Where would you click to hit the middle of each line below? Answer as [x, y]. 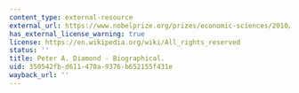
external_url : [36, 26]
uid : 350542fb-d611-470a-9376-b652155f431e [91, 67]
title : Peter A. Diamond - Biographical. [87, 58]
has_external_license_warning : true [77, 34]
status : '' [29, 50]
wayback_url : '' [39, 75]
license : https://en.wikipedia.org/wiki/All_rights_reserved [125, 42]
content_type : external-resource [71, 17]
